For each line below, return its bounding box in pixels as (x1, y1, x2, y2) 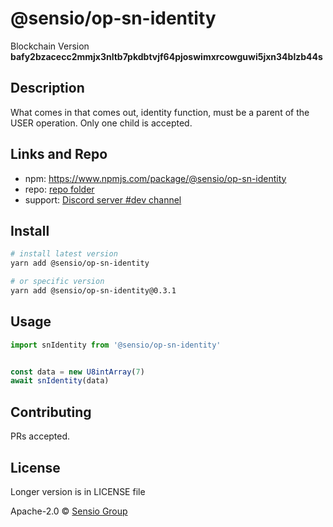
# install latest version (10, 249, 118, 259)
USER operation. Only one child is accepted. (10, 117, 193, 129)
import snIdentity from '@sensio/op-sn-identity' (10, 340, 222, 350)
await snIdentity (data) (10, 376, 110, 386)
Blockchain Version (10, 40, 90, 52)
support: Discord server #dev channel (24, 193, 182, 206)
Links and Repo (10, 146, 108, 163)
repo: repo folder (24, 183, 95, 195)
